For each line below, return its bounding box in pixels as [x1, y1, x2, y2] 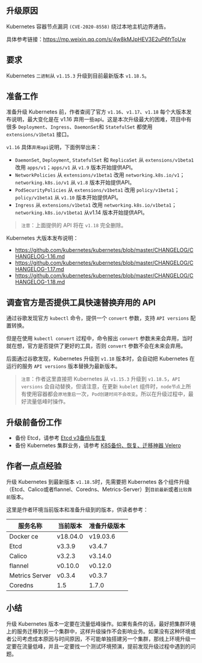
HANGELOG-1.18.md [14, 278, 65, 286]
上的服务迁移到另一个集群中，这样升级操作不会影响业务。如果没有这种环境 [6, 628, 191, 635]
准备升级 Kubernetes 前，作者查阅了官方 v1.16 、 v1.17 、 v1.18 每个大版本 [6, 108, 187, 115]
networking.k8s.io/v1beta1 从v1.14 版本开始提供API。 [14, 209, 148, 216]
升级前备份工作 [6, 417, 62, 427]
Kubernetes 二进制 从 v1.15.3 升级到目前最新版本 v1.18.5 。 [6, 72, 150, 79]
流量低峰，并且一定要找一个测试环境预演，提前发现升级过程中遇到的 [22, 643, 191, 650]
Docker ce [9, 532, 38, 540]
